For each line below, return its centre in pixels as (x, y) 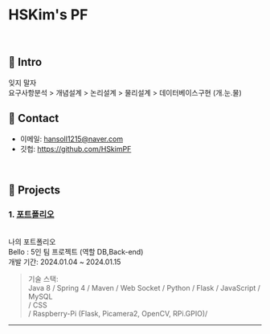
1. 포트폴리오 (31, 214)
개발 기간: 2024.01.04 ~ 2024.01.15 (65, 262)
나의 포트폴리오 (32, 242)
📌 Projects (35, 190)
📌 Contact (34, 118)
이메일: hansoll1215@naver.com (71, 139)
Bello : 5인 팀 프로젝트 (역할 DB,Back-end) (76, 252)
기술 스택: (43, 279)
